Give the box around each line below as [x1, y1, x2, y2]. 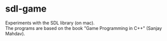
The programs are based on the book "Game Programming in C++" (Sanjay [5, 25, 162, 31]
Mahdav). [5, 30, 25, 36]
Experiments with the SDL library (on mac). [5, 20, 95, 26]
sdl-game [5, 3, 47, 15]
